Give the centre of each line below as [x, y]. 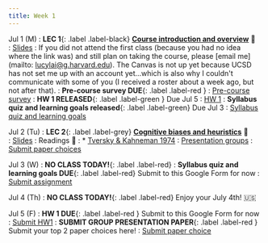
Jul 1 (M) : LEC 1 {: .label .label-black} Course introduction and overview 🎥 [132, 39]
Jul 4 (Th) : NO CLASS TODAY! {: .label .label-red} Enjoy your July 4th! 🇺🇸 [132, 197]
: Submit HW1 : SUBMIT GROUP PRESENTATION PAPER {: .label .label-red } [133, 222]
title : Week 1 [32, 16]
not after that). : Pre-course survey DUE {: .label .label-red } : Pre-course [129, 90]
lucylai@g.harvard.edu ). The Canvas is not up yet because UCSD [143, 65]
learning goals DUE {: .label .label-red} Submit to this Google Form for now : [134, 173]
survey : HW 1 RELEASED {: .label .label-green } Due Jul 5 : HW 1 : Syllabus [133, 98]
